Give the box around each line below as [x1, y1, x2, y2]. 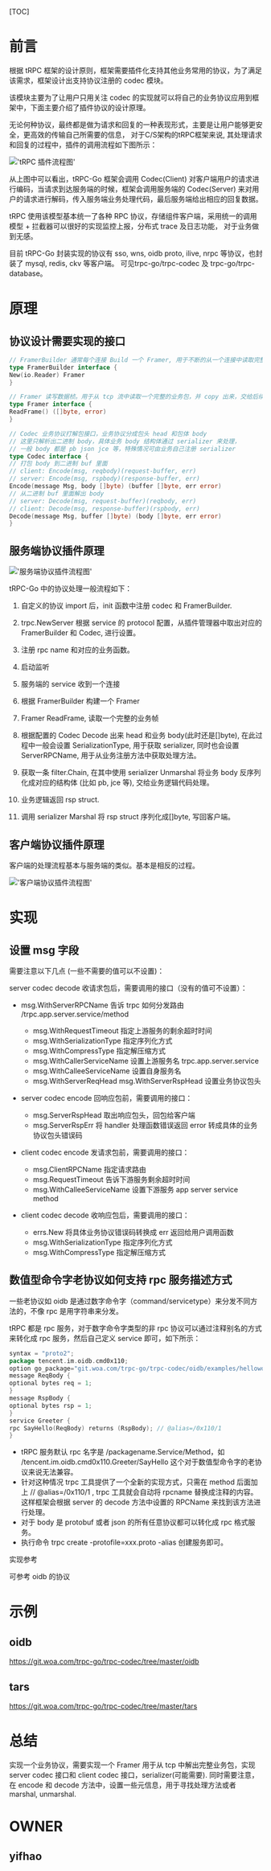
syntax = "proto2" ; [9, 1349, 75, 1357]
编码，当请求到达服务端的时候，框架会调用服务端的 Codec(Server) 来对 [15, 184, 253, 194]
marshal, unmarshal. [9, 1789, 77, 1799]
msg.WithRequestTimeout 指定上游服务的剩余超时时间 [32, 1025, 212, 1036]
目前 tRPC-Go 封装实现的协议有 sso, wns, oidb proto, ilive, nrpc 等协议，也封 [9, 248, 263, 258]
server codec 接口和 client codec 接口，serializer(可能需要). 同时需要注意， [9, 1770, 259, 1779]
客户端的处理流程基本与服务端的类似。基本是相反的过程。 [9, 860, 199, 870]
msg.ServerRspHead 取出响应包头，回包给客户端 [32, 1110, 195, 1120]
